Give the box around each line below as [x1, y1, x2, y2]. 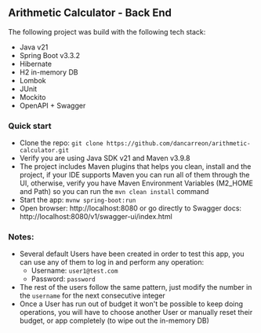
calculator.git [19, 147, 70, 155]
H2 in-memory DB [19, 67, 78, 77]
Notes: [8, 232, 34, 243]
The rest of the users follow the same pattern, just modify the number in [19, 283, 252, 292]
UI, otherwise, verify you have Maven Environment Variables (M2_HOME [19, 178, 253, 188]
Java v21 [19, 42, 49, 52]
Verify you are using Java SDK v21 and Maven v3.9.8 [19, 153, 190, 163]
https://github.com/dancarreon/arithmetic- [106, 140, 251, 148]
